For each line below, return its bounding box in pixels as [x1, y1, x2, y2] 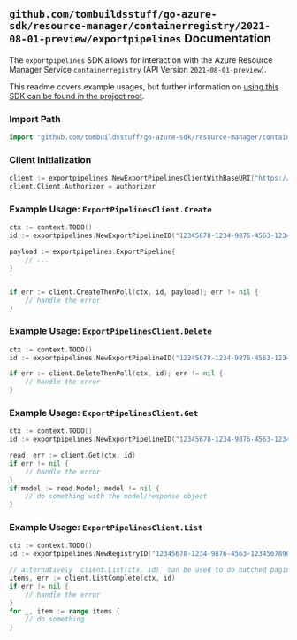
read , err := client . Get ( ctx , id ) [9, 451, 137, 460]
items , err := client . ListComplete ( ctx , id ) [9, 574, 176, 583]
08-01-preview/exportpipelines [9, 33, 182, 46]
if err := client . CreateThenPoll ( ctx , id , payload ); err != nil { [9, 288, 259, 297]
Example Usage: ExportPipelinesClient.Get [9, 406, 199, 419]
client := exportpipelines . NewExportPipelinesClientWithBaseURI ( [9, 173, 255, 183]
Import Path [9, 112, 61, 125]
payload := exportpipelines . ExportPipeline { [9, 248, 176, 257]
